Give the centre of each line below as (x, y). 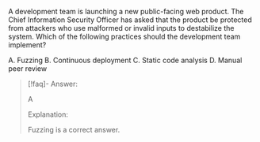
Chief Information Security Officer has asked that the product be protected (130, 20)
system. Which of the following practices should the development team (124, 36)
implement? (27, 45)
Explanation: (48, 114)
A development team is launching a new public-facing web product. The (126, 11)
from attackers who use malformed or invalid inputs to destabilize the (121, 28)
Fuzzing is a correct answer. (74, 130)
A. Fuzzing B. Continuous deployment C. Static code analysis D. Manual (125, 60)
